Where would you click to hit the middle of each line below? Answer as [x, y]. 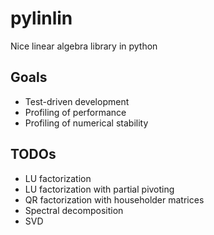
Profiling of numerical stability [86, 123]
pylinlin [41, 18]
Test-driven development [77, 101]
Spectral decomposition [74, 210]
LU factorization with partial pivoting [99, 189]
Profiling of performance [75, 112]
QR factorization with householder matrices [114, 199]
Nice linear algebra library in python [84, 46]
